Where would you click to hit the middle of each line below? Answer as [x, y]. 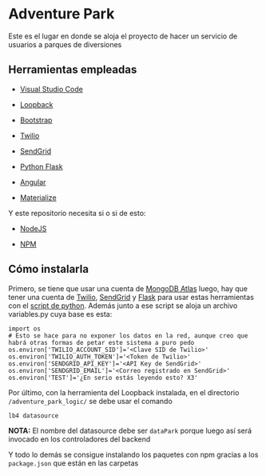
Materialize [38, 198]
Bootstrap [36, 120]
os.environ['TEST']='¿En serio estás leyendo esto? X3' [103, 378]
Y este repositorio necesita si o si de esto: [77, 213]
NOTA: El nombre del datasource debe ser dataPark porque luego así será [130, 430]
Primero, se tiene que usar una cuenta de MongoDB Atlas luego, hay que [128, 288]
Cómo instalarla [49, 269]
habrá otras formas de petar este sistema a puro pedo [101, 342]
